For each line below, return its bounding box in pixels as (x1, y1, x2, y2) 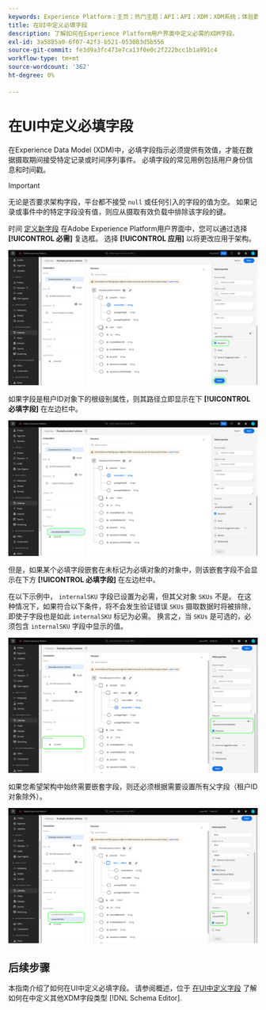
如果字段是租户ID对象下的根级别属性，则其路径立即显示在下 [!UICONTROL (8, 394, 251, 404)
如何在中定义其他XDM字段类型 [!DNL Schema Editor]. (8, 993, 182, 1002)
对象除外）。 (8, 792, 47, 802)
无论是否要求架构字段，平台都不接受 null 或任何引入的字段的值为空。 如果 (8, 196, 251, 206)
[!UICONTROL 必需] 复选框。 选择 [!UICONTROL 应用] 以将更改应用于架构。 (8, 234, 256, 243)
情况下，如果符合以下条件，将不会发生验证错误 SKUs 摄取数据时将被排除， (14, 601, 256, 611)
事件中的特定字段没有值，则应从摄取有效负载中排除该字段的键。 (21, 207, 230, 216)
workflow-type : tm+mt (8, 55, 80, 63)
